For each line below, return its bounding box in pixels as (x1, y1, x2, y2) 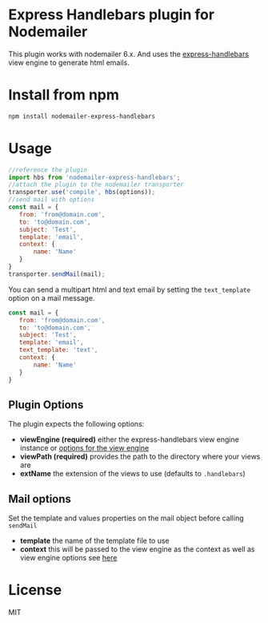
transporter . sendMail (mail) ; (8, 270, 106, 278)
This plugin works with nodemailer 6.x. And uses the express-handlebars (8, 49, 250, 59)
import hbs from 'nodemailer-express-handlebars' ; (8, 173, 181, 181)
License (8, 581, 62, 599)
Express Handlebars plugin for (8, 6, 214, 24)
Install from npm (8, 86, 120, 104)
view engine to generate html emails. (8, 58, 130, 67)
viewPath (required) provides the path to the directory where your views (19, 451, 261, 462)
